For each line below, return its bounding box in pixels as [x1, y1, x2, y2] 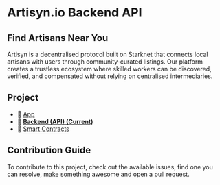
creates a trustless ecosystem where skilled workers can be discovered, [7, 65, 212, 73]
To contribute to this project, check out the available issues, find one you [7, 162, 213, 171]
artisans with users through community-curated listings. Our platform [7, 58, 203, 66]
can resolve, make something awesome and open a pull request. [7, 170, 190, 178]
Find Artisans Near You [7, 32, 109, 44]
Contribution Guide [7, 145, 91, 156]
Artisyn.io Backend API [7, 5, 142, 21]
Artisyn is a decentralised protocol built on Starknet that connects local [7, 50, 208, 58]
